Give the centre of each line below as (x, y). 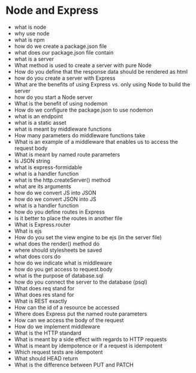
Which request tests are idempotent (58, 352)
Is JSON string (32, 161)
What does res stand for (44, 294)
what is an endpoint (39, 116)
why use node (32, 33)
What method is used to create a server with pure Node (83, 65)
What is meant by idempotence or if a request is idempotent (88, 345)
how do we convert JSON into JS (55, 199)
